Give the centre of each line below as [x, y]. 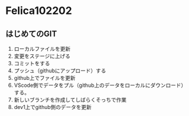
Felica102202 [39, 11]
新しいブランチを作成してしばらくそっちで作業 [70, 100]
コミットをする [32, 63]
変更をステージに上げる [42, 56]
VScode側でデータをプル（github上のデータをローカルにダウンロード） [100, 85]
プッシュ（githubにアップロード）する [60, 71]
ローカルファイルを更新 [42, 49]
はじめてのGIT [31, 34]
